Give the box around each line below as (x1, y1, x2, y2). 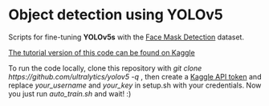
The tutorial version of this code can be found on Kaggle (8, 47, 195, 57)
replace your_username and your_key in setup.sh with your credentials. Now (8, 80, 262, 90)
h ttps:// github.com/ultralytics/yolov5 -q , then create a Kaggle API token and (8, 71, 262, 81)
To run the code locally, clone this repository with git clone (8, 63, 202, 73)
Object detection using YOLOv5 (8, 6, 223, 24)
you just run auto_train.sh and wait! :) (8, 88, 132, 98)
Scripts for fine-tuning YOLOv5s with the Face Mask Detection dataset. (8, 32, 245, 42)
